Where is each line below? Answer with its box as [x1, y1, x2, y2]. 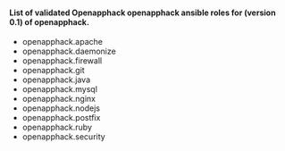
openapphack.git [21, 65, 85, 76]
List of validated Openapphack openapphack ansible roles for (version [9, 7, 276, 18]
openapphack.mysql [21, 84, 98, 95]
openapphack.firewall [21, 55, 103, 66]
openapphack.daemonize [21, 46, 116, 57]
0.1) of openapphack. [9, 16, 89, 27]
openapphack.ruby [21, 122, 92, 133]
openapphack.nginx [21, 94, 96, 105]
